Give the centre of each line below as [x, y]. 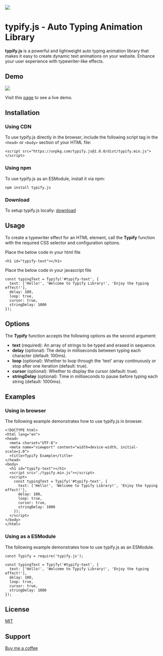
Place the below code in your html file [43, 252]
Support [18, 636]
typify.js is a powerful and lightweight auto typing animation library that [77, 51]
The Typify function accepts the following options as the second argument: [81, 336]
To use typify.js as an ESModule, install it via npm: [55, 179]
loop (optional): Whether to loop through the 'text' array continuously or [84, 361]
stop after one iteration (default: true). [50, 366]
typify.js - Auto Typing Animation [74, 27]
